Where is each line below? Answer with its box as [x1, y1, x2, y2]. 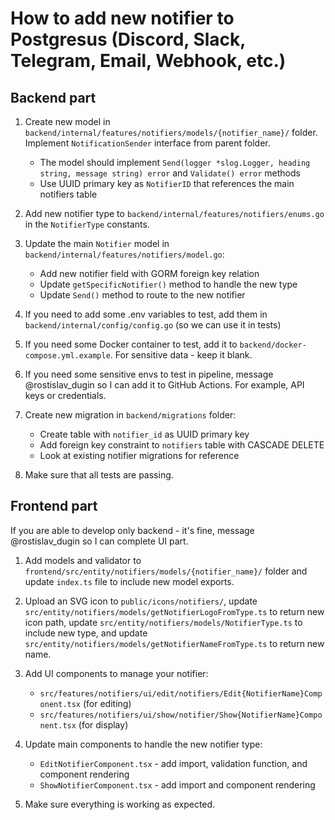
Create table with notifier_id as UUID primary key [39, 428, 250, 440]
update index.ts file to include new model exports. [24, 575, 235, 587]
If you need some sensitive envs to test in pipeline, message [24, 368, 274, 380]
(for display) [78, 718, 129, 731]
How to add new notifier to [10, 7, 235, 30]
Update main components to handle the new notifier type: [24, 738, 263, 750]
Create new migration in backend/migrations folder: [24, 409, 237, 421]
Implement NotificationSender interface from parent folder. [24, 137, 271, 149]
